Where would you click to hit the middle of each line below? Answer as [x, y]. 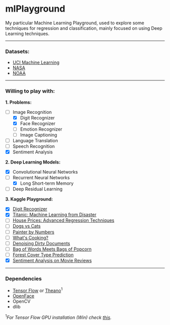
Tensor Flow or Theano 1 [37, 290]
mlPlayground [35, 9]
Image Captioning [38, 135]
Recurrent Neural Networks [41, 178]
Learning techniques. [27, 33]
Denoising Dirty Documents [41, 243]
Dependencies [24, 278]
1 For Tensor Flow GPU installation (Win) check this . [58, 317]
